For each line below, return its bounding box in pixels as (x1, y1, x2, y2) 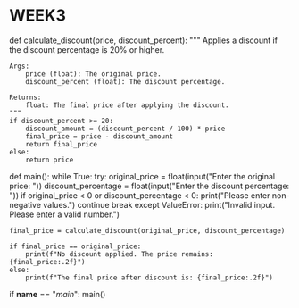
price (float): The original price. (25, 69, 162, 79)
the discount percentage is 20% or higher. (9, 44, 165, 54)
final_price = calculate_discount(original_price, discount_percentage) (9, 226, 286, 235)
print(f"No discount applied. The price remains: (25, 249, 214, 259)
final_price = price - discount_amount (25, 131, 174, 141)
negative (9, 199, 42, 210)
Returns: (9, 93, 42, 102)
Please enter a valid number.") (9, 209, 120, 220)
